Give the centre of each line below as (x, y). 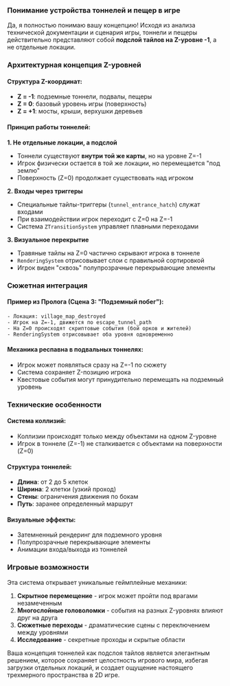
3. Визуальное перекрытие (48, 239)
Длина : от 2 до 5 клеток (53, 482)
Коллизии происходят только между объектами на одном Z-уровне (117, 436)
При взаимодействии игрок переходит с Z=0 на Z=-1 (95, 219)
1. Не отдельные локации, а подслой (62, 142)
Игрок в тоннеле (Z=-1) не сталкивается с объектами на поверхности (119, 444)
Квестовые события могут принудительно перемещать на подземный (120, 379)
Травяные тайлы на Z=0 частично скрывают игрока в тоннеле (108, 253)
